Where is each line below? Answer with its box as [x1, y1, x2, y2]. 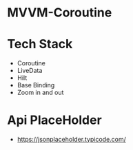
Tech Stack [7, 36, 73, 52]
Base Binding [17, 81, 55, 89]
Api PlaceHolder [7, 112, 102, 128]
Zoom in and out [17, 88, 64, 97]
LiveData [17, 67, 43, 75]
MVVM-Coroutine [7, 5, 112, 21]
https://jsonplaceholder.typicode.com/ [17, 136, 126, 144]
